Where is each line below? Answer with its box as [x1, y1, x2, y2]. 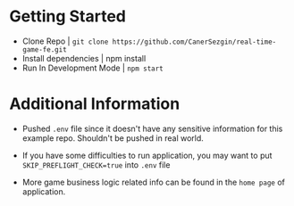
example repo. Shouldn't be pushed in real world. [21, 132, 204, 144]
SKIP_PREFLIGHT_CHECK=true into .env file [21, 159, 171, 170]
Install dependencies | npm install [21, 53, 147, 63]
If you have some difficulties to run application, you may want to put [21, 150, 273, 161]
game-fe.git [21, 45, 67, 54]
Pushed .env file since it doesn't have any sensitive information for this [21, 123, 283, 134]
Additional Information [9, 94, 181, 114]
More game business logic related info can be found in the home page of [21, 177, 286, 187]
